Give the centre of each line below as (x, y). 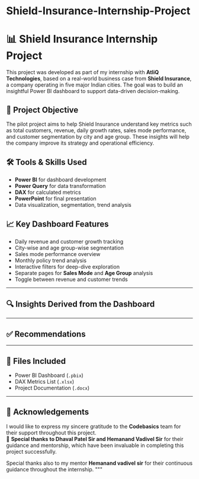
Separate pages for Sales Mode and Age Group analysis (84, 273)
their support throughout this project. (51, 432)
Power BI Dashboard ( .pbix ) (49, 375)
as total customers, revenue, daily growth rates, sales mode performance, (96, 130)
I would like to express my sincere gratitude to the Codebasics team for (94, 426)
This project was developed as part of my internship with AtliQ (83, 72)
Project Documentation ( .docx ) (52, 388)
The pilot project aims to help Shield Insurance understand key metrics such (99, 124)
